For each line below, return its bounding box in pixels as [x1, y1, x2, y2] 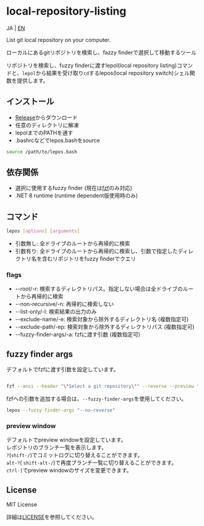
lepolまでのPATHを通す [15, 129, 73, 136]
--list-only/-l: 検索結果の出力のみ [15, 308, 97, 315]
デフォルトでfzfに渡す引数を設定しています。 [6, 366, 120, 373]
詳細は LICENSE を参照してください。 [6, 513, 98, 521]
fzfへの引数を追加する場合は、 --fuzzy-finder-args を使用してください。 [6, 395, 187, 402]
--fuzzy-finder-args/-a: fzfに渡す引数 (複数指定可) [15, 331, 141, 338]
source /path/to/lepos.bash [6, 149, 78, 155]
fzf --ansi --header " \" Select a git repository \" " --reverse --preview [6, 384, 194, 390]
